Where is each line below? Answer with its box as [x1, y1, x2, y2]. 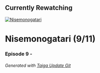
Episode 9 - [5, 50, 32, 57]
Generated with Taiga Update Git [5, 62, 71, 68]
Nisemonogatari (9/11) [5, 34, 96, 44]
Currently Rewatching [5, 4, 72, 12]
